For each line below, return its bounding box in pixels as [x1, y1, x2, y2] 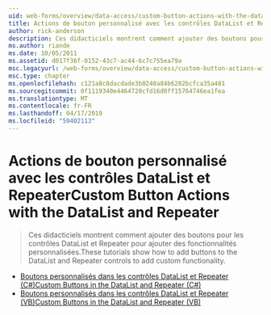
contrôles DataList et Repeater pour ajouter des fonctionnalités [27, 238, 237, 248]
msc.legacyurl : [8, 65, 60, 73]
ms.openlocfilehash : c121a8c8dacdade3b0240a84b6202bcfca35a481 [8, 79, 226, 87]
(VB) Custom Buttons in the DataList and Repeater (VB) [19, 296, 202, 307]
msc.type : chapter [8, 72, 70, 80]
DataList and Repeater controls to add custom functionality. [27, 255, 226, 265]
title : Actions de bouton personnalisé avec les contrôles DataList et [8, 19, 254, 27]
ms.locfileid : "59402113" [8, 117, 95, 125]
